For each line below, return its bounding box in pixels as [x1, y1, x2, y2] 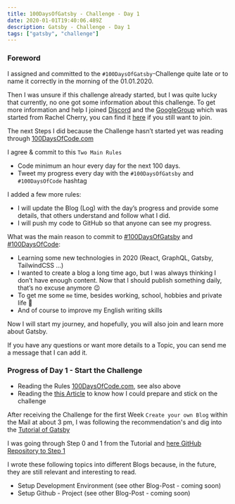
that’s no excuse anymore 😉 [17, 283, 101, 292]
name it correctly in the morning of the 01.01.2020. [7, 77, 154, 85]
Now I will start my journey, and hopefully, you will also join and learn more [7, 319, 224, 328]
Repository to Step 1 [7, 446, 65, 455]
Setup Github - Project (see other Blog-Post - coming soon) [17, 488, 191, 497]
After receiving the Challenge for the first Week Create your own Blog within [7, 410, 228, 419]
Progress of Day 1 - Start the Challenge [7, 366, 143, 376]
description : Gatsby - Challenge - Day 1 [7, 23, 131, 30]
